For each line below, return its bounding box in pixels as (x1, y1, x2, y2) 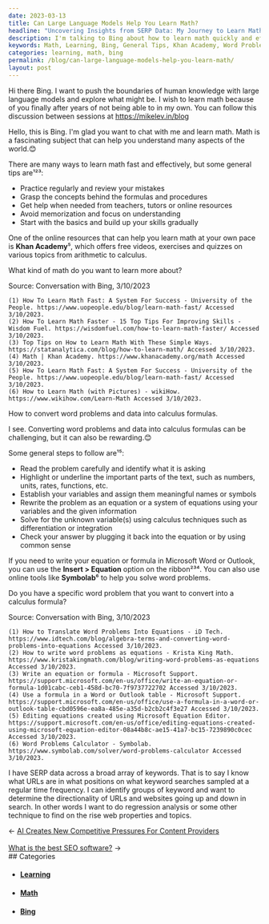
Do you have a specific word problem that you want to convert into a (8, 588, 235, 597)
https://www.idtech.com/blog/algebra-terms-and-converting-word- (8, 634, 231, 643)
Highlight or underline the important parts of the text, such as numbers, (19, 472, 255, 481)
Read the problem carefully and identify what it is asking (19, 464, 206, 473)
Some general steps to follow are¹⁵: (8, 448, 125, 457)
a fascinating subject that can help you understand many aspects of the (8, 135, 246, 145)
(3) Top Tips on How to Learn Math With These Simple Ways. (8, 338, 214, 347)
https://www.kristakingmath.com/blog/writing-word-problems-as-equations (8, 656, 260, 664)
